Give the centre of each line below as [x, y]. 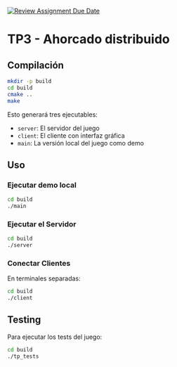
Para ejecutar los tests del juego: [55, 337]
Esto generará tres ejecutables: [53, 114]
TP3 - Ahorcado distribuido [88, 39]
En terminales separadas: [44, 278]
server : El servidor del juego [58, 128]
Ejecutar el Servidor [42, 224]
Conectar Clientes [39, 263]
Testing [24, 320]
